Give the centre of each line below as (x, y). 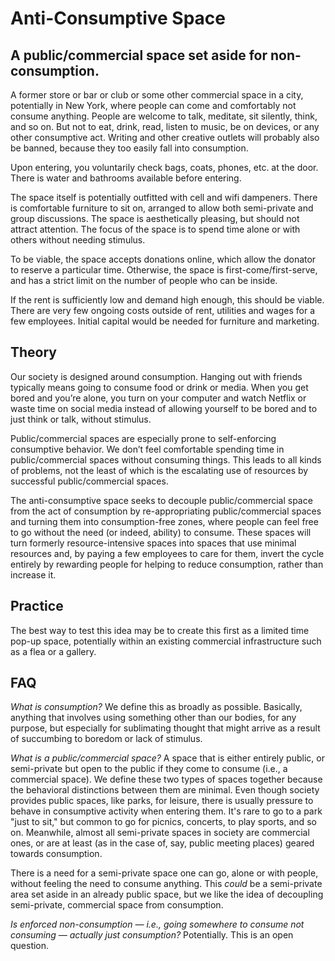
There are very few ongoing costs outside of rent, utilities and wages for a (162, 310)
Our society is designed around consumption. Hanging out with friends (156, 376)
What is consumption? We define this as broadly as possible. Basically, (156, 707)
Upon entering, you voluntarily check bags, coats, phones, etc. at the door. (164, 167)
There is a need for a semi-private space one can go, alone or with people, (164, 873)
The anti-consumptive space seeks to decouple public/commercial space (161, 500)
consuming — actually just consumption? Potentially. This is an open (152, 935)
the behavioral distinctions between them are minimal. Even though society (165, 790)
